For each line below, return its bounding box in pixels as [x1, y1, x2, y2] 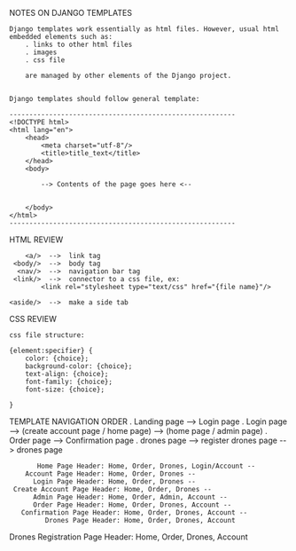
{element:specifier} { [9, 346, 93, 355]
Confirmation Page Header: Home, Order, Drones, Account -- [20, 508, 248, 517]
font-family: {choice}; [25, 377, 113, 386]
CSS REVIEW [9, 314, 58, 324]
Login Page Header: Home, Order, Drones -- [32, 477, 197, 486]
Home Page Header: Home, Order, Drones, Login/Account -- [36, 461, 255, 470]
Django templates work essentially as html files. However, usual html [9, 25, 279, 34]
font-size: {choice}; [25, 385, 105, 394]
